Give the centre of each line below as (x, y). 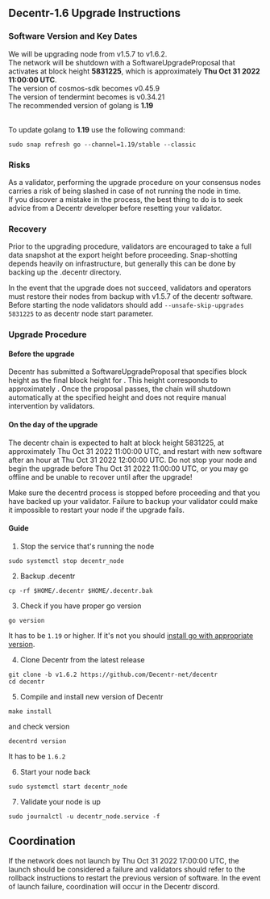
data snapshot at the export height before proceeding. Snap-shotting (123, 255)
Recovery (27, 229)
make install (30, 711)
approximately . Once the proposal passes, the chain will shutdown (120, 389)
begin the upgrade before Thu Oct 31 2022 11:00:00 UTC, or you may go (129, 468)
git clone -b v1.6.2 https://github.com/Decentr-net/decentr (113, 674)
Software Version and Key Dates (73, 36)
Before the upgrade (42, 354)
